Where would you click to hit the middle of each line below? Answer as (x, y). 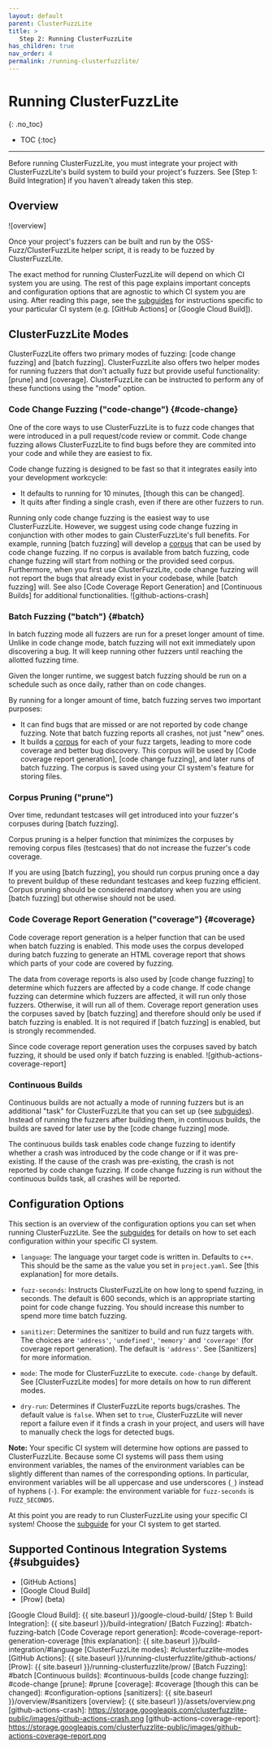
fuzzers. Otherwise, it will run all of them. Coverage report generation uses (133, 1005)
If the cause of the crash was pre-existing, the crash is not (136, 1161)
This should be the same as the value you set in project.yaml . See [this (139, 1265)
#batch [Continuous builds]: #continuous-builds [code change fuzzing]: (129, 1675)
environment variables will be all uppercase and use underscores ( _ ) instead (136, 1482)
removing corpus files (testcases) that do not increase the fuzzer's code (130, 848)
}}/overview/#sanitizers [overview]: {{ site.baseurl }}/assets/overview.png (132, 1701)
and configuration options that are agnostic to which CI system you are (127, 291)
